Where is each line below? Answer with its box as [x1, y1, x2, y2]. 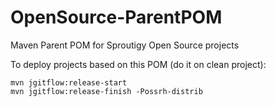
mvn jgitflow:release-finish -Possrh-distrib [10, 86, 203, 96]
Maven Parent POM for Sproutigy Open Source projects [10, 39, 240, 51]
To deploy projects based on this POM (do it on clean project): [10, 58, 267, 70]
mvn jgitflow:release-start [10, 77, 128, 88]
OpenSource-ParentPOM [10, 6, 223, 29]
